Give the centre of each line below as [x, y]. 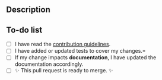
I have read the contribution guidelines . [63, 44]
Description [28, 10]
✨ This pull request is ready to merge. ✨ [64, 71]
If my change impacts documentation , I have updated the [85, 57]
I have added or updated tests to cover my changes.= [80, 51]
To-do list [24, 30]
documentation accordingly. [49, 64]
